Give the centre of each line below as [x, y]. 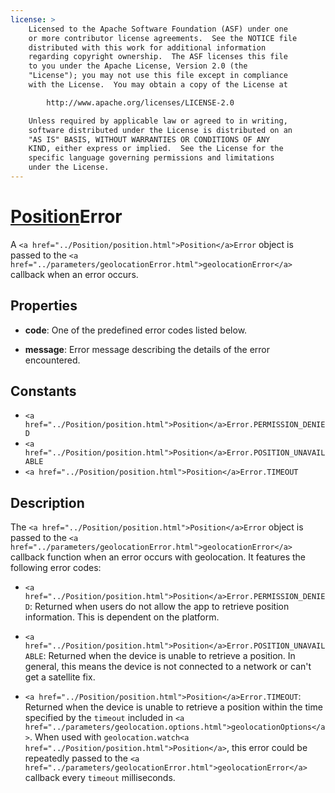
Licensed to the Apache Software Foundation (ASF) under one [158, 29]
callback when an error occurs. [74, 274]
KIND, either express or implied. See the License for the [156, 149]
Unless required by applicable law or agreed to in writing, [158, 121]
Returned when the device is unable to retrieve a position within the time [173, 707]
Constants [43, 391]
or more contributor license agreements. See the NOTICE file [163, 38]
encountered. [52, 360]
